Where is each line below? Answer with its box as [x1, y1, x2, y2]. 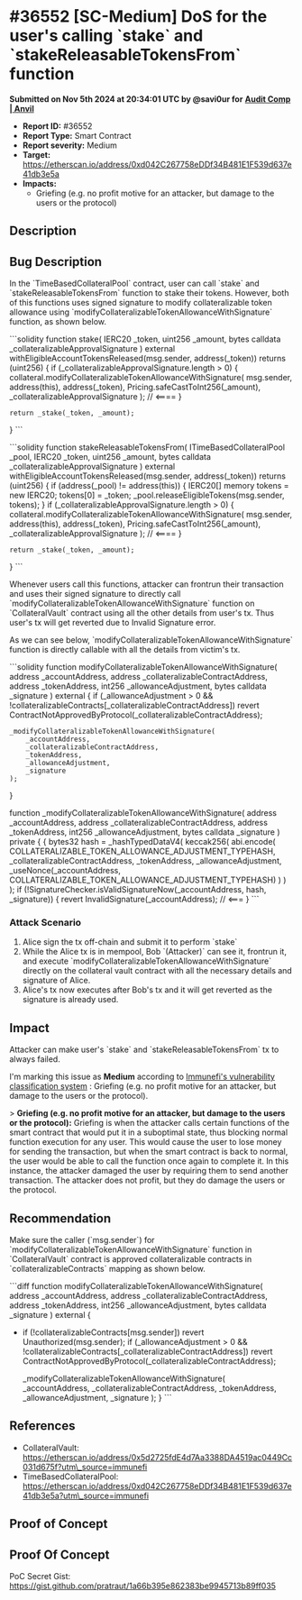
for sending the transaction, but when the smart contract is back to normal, [9, 1147, 288, 1157]
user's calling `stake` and [9, 25, 204, 46]
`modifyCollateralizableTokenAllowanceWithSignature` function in [9, 1244, 252, 1255]
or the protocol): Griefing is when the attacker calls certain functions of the [9, 1118, 290, 1129]
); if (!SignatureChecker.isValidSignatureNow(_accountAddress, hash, [9, 884, 267, 895]
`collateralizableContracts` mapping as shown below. [9, 1264, 206, 1275]
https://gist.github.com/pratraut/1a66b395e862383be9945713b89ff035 [9, 1580, 277, 1592]
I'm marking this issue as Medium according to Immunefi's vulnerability [9, 1071, 275, 1083]
